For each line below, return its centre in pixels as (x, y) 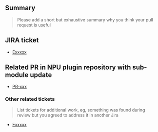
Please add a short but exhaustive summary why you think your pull (85, 19)
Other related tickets (30, 99)
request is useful (34, 25)
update (41, 75)
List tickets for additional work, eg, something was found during (81, 110)
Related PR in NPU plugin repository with (68, 67)
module (17, 75)
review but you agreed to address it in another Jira (68, 115)
